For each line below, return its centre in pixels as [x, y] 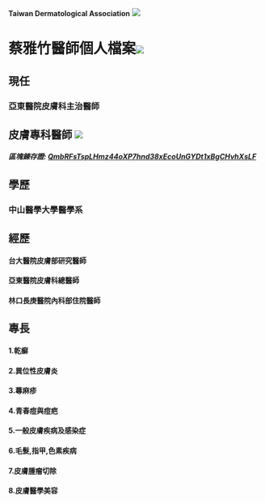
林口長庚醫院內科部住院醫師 [55, 300]
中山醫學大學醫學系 [46, 209]
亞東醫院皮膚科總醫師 [44, 281]
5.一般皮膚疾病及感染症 [47, 431]
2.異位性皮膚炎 [33, 370]
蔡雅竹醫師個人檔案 [72, 49]
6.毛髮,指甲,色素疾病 [42, 450]
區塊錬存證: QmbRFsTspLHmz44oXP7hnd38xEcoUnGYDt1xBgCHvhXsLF [132, 157]
